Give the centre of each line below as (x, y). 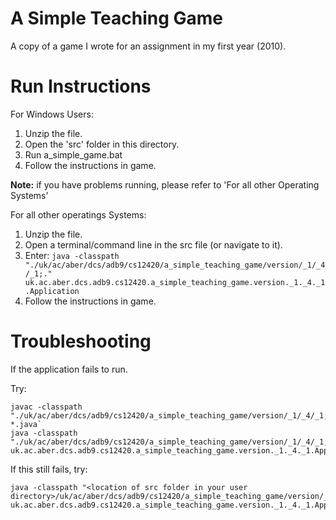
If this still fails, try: (49, 469)
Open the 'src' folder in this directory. (102, 144)
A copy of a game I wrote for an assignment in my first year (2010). (148, 46)
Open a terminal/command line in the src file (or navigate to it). (153, 244)
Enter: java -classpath (72, 255)
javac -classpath (46, 407)
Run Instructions (81, 86)
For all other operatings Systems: (78, 214)
